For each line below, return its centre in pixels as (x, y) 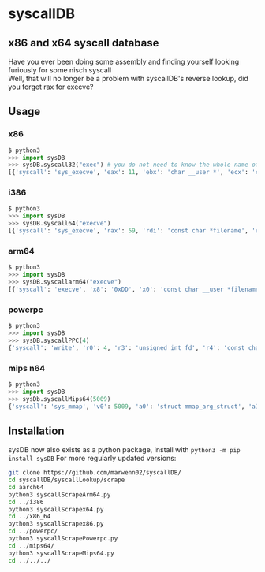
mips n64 (27, 368)
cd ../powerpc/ (33, 531)
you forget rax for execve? (51, 87)
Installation (36, 431)
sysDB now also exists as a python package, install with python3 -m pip (124, 450)
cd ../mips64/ (32, 546)
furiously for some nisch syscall (60, 70)
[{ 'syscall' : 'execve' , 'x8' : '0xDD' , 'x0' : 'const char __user (116, 289)
